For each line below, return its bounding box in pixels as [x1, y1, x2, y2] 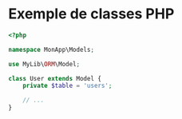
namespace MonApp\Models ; [8, 46, 94, 54]
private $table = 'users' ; [22, 81, 113, 90]
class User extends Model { [8, 74, 102, 82]
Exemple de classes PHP [8, 5, 175, 23]
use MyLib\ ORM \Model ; [8, 60, 81, 68]
